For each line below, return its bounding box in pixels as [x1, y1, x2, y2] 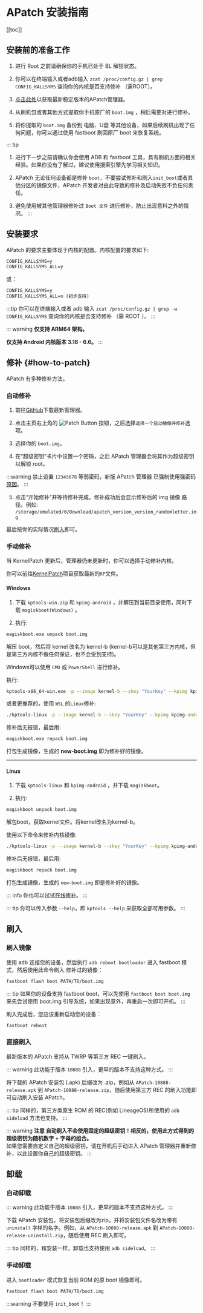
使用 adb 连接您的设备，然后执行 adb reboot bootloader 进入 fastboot [6, 958, 180, 966]
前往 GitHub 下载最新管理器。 [14, 406, 86, 414]
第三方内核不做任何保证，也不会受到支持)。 [11, 650, 120, 658]
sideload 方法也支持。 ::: [6, 1114, 68, 1121]
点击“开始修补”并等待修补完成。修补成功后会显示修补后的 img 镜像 [14, 494, 181, 501]
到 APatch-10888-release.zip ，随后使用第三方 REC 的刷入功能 [37, 1086, 192, 1093]
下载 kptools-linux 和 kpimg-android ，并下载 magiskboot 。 [14, 782, 163, 789]
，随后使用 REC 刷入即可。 [63, 1232, 130, 1239]
